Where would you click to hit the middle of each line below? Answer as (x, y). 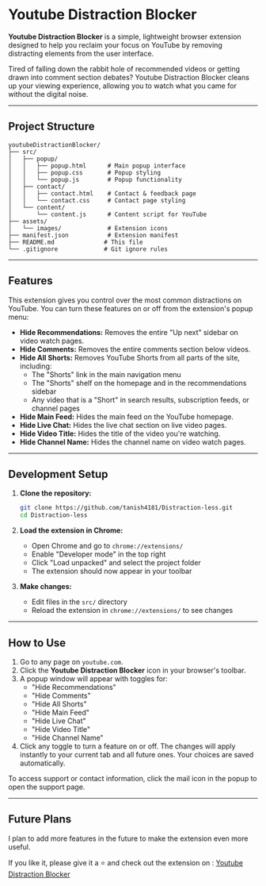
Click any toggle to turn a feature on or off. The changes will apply (127, 746)
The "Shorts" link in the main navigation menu (106, 374)
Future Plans (40, 819)
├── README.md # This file (76, 242)
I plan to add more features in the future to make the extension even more (128, 838)
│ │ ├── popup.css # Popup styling (84, 172)
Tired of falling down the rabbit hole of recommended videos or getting (124, 68)
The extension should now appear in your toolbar (112, 571)
